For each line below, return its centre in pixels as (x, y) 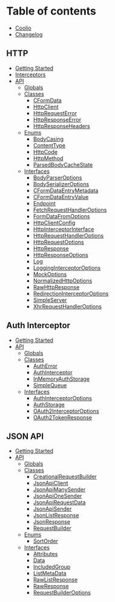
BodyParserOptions (57, 178)
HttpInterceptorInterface (64, 229)
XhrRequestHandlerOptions (67, 306)
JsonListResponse (56, 515)
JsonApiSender (52, 509)
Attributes (45, 554)
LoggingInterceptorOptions (67, 267)
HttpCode (45, 152)
